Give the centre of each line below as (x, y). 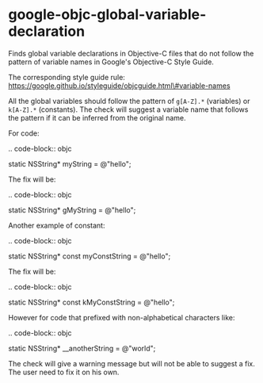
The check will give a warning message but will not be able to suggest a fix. (131, 363)
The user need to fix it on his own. (64, 372)
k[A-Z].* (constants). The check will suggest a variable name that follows (128, 109)
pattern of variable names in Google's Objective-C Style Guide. (111, 62)
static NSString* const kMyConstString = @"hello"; (91, 302)
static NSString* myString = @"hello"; (70, 163)
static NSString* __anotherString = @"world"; (82, 348)
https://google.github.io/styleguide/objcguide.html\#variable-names (120, 86)
